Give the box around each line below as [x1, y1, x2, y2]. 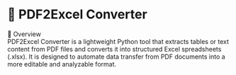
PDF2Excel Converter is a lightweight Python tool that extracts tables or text [7, 37, 229, 45]
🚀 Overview [7, 30, 41, 38]
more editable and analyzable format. [7, 59, 117, 68]
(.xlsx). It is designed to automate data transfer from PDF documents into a [7, 52, 225, 61]
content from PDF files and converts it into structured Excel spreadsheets [7, 45, 222, 53]
